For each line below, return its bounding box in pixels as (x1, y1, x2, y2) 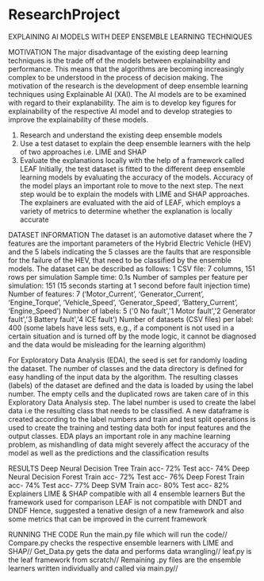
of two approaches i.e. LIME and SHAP (19, 147, 147, 157)
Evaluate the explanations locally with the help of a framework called (19, 155, 244, 165)
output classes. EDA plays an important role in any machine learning (8, 431, 231, 440)
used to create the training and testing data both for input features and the (8, 423, 251, 432)
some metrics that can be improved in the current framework (8, 514, 208, 524)
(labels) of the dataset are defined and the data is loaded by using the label (8, 380, 254, 390)
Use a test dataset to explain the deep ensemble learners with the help (19, 138, 251, 148)
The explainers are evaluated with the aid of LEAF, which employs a (19, 197, 241, 207)
